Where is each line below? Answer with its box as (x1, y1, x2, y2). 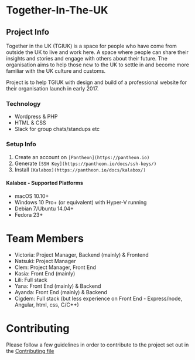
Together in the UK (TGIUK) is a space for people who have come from (6, 42, 177, 49)
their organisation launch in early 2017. (6, 85, 99, 92)
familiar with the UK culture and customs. (6, 68, 106, 74)
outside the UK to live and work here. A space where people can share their (6, 49, 189, 56)
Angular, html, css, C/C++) (14, 301, 79, 308)
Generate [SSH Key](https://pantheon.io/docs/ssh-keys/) (14, 160, 157, 167)
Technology (6, 99, 41, 107)
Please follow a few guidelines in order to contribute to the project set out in (6, 341, 189, 348)
